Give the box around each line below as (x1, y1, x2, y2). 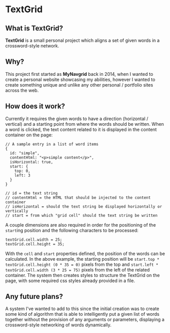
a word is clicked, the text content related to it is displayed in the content (5, 126, 157, 132)
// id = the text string (5, 190, 58, 196)
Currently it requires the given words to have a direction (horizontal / (5, 116, 149, 122)
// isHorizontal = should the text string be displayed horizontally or (5, 204, 162, 209)
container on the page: (5, 131, 53, 138)
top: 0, (14, 168, 30, 174)
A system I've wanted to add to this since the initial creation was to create (5, 306, 159, 312)
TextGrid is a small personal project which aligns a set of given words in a (5, 37, 160, 43)
